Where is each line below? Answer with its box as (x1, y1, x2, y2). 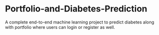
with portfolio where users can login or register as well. (5, 24, 115, 30)
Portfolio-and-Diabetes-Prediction (5, 3, 147, 14)
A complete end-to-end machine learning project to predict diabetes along (5, 19, 155, 25)
